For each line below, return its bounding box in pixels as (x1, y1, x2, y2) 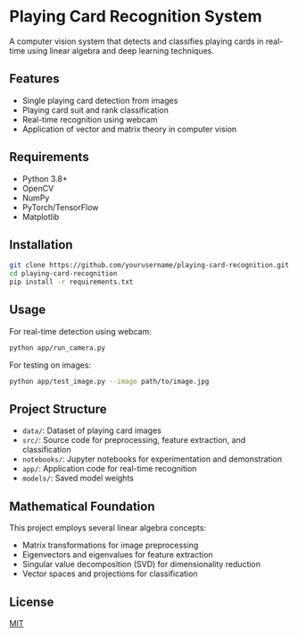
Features (9, 72, 60, 87)
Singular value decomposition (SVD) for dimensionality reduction (21, 559, 261, 570)
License (9, 594, 54, 609)
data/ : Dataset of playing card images (21, 425, 162, 436)
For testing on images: (9, 360, 92, 370)
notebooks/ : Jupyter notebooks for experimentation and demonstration (21, 454, 283, 464)
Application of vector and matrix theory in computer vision (21, 123, 237, 134)
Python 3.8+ (21, 173, 69, 184)
